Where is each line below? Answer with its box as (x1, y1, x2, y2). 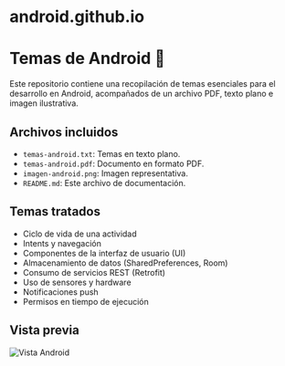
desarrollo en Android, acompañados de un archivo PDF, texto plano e (9, 89, 274, 99)
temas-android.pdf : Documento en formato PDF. (22, 158, 205, 169)
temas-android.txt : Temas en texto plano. (22, 148, 181, 159)
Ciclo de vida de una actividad (22, 228, 137, 239)
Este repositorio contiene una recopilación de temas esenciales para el (9, 78, 276, 89)
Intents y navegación (22, 237, 102, 248)
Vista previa (9, 322, 79, 339)
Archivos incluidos (9, 124, 119, 140)
